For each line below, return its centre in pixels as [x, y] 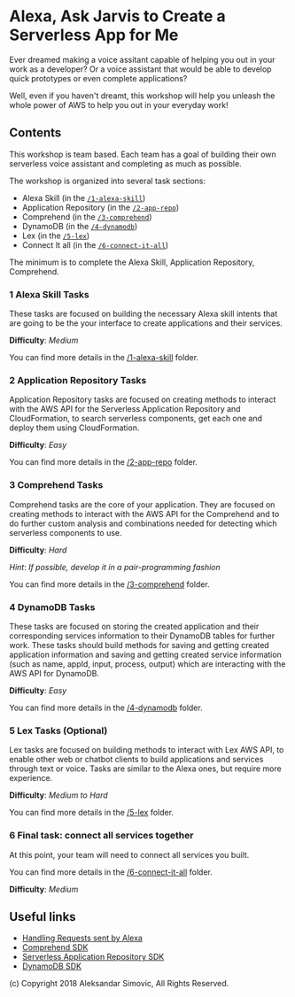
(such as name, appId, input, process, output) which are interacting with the [147, 664]
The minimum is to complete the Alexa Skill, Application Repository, [132, 262]
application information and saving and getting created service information [145, 654]
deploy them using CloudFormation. [74, 428]
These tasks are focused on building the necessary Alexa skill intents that [143, 314]
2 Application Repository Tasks [78, 380]
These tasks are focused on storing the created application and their [134, 626]
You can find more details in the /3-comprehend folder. [109, 584]
